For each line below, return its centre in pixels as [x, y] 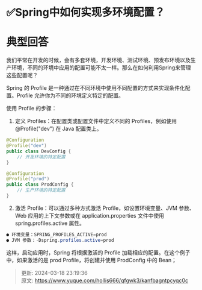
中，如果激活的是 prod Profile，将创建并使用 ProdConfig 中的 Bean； [92, 260]
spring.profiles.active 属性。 [50, 223]
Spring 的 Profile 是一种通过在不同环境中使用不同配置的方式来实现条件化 [96, 88]
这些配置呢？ [22, 75]
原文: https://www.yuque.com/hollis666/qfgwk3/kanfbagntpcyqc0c [104, 280]
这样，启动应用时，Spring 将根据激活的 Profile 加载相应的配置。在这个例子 [98, 252]
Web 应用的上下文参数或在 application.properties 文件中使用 [89, 215]
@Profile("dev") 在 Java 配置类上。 [58, 129]
